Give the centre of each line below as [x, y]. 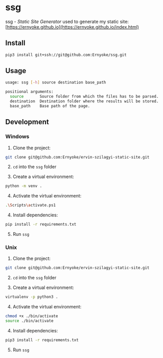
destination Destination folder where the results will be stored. [84, 101]
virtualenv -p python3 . [32, 297]
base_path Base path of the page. [50, 106]
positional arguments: [29, 92]
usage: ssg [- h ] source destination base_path [56, 83]
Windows [17, 137]
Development [27, 122]
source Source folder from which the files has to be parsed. [84, 97]
